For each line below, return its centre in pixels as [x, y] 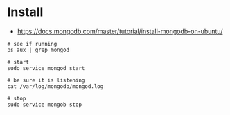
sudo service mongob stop [44, 105]
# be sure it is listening [46, 80]
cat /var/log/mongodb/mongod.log [55, 86]
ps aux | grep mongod [38, 50]
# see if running [32, 44]
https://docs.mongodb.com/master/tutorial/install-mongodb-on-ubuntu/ [120, 31]
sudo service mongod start [46, 68]
